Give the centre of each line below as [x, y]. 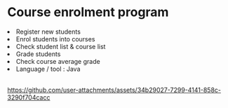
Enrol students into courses [56, 39]
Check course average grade [58, 61]
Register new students [48, 32]
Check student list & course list [61, 46]
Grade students [39, 54]
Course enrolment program [88, 12]
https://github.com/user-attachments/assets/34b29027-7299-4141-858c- [114, 90]
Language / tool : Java [48, 69]
